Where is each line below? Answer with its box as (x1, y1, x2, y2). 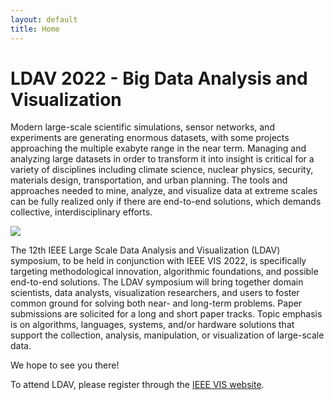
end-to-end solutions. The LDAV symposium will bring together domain (10, 276, 304, 288)
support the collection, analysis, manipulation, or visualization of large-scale (10, 329, 325, 341)
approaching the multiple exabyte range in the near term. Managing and (10, 142, 307, 155)
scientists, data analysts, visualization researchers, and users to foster (10, 287, 300, 299)
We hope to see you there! (10, 359, 120, 371)
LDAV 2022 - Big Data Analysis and (10, 67, 308, 90)
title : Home (10, 24, 60, 34)
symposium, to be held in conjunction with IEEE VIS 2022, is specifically (10, 255, 307, 267)
